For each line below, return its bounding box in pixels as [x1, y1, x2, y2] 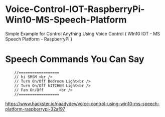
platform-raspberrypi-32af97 [5, 106, 65, 112]
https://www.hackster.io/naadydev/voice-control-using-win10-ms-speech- [5, 100, 160, 106]
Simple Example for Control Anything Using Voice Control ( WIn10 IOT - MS [5, 30, 160, 36]
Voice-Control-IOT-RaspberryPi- [5, 3, 145, 15]
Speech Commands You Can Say [5, 53, 144, 65]
